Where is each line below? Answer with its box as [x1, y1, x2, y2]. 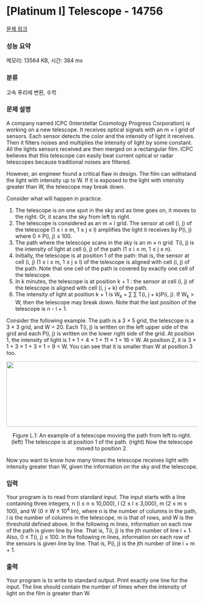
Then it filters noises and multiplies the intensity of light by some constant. [6, 139, 192, 146]
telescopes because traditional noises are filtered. [6, 158, 132, 166]
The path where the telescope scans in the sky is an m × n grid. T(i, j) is [15, 239, 194, 246]
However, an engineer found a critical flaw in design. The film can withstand [6, 170, 197, 177]
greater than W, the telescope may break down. [6, 183, 126, 190]
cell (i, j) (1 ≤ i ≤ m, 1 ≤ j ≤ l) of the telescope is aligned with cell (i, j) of [15, 258, 190, 265]
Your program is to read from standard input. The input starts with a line [6, 493, 186, 500]
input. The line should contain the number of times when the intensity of [6, 583, 187, 590]
